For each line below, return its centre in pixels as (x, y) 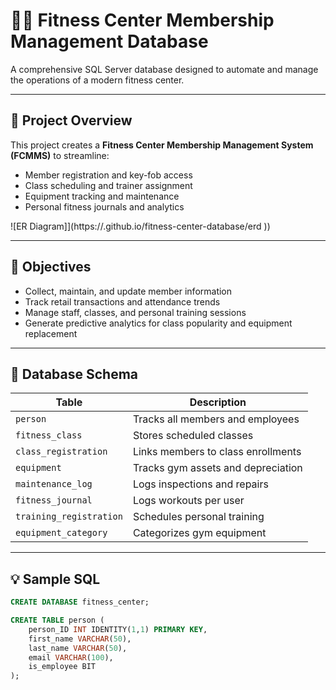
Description (218, 402)
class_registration (61, 452)
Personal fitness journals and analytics (104, 206)
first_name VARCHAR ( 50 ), (80, 639)
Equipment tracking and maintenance (102, 196)
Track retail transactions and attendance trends (122, 301)
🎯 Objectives (51, 267)
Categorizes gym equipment (199, 533)
